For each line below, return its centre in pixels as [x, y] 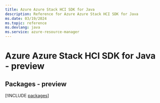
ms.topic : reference [26, 23]
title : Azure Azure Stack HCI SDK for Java [50, 9]
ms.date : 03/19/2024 [26, 18]
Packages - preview [36, 84]
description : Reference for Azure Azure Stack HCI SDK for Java [72, 14]
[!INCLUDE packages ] [27, 96]
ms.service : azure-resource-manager [42, 32]
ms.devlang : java [23, 28]
